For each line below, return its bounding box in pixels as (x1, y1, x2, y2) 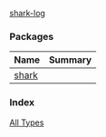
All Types (9, 117, 44, 128)
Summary (48, 54, 92, 66)
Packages (9, 30, 54, 43)
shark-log (9, 8, 45, 18)
